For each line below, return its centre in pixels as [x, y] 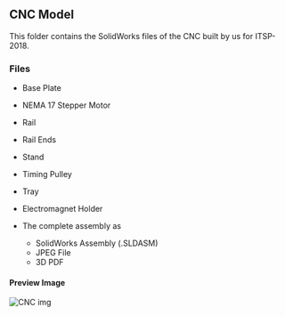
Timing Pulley [47, 174]
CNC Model [41, 15]
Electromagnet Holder [62, 209]
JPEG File [53, 253]
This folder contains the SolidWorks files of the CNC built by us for [131, 36]
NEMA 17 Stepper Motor [66, 105]
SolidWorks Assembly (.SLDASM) [97, 243]
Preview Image [37, 282]
